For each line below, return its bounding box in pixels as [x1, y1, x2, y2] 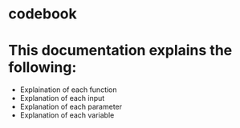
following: [8, 58, 77, 77]
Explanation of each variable [19, 110, 115, 120]
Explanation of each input [19, 94, 105, 103]
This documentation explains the [8, 42, 233, 60]
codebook [8, 5, 78, 23]
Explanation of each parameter [19, 102, 123, 112]
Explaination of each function [19, 85, 118, 94]
